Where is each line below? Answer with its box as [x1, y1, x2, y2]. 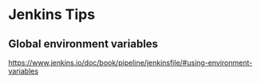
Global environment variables [8, 37, 158, 51]
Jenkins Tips [8, 6, 96, 24]
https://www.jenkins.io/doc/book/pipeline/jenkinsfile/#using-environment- [8, 58, 253, 67]
